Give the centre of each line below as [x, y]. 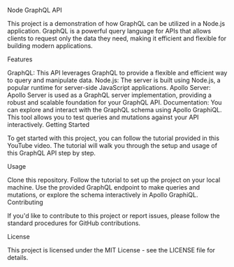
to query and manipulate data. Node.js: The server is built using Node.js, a [114, 80]
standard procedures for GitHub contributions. [74, 223]
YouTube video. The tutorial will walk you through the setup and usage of [112, 145]
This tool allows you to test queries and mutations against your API [103, 117]
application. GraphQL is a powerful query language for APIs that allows [109, 31]
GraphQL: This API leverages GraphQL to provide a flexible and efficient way [117, 73]
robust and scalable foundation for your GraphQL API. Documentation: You [115, 102]
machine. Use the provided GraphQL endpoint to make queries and [104, 187]
